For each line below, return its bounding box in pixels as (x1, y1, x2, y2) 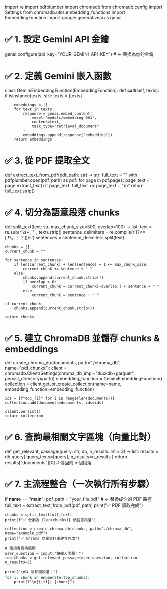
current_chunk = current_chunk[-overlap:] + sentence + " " (31, 284, 160, 289)
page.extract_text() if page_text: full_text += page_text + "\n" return (5, 182, 144, 188)
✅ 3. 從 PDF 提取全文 (5, 155, 90, 166)
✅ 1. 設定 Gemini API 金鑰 (5, 34, 109, 45)
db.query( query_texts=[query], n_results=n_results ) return (5, 453, 127, 460)
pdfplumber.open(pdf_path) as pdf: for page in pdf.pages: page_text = (5, 177, 150, 183)
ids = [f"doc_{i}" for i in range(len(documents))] (5, 396, 115, 401)
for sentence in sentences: (5, 257, 64, 263)
